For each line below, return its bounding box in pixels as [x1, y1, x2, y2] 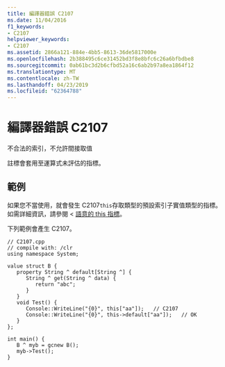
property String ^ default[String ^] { [16, 268, 132, 275]
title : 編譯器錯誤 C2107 [7, 10, 74, 17]
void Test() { [16, 299, 58, 306]
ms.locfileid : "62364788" [7, 88, 82, 95]
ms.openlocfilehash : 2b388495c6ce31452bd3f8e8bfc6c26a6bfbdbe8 [7, 56, 194, 63]
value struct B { [7, 262, 58, 270]
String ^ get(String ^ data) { [25, 275, 117, 282]
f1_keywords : [7, 23, 45, 30]
